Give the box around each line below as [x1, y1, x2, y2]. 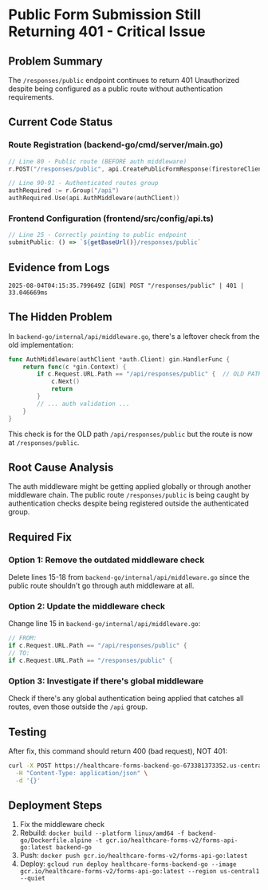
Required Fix [8, 530, 73, 544]
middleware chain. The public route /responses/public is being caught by [8, 490, 250, 500]
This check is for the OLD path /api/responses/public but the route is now [8, 429, 253, 439]
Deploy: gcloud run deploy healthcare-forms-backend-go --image [19, 859, 237, 868]
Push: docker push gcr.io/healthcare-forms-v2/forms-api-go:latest [19, 851, 248, 860]
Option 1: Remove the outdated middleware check [8, 554, 205, 565]
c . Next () [50, 377, 81, 386]
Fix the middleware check [19, 820, 105, 829]
